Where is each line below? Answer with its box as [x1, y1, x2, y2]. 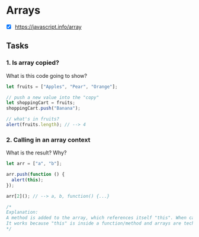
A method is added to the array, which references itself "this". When [6, 215, 187, 221]
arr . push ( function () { [6, 172, 65, 178]
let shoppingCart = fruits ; [6, 100, 76, 106]
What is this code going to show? [6, 72, 88, 79]
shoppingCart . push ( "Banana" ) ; [6, 105, 81, 112]
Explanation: [6, 209, 38, 216]
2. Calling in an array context [6, 135, 91, 144]
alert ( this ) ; [11, 176, 44, 183]
